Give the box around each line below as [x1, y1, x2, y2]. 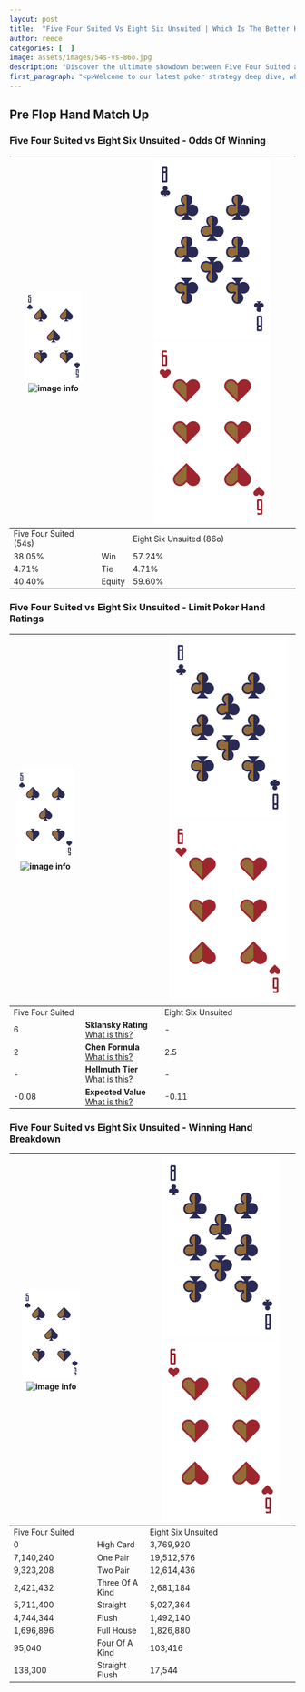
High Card [96, 1539, 135, 1550]
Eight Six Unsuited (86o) [133, 533, 225, 544]
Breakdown [9, 1133, 61, 1145]
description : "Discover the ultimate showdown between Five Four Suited [9, 63, 290, 72]
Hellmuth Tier [84, 1064, 139, 1075]
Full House [96, 1625, 137, 1636]
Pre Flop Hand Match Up [9, 107, 150, 123]
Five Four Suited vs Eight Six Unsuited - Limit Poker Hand [9, 601, 266, 614]
